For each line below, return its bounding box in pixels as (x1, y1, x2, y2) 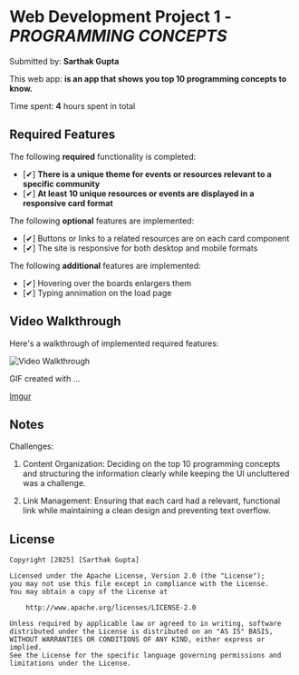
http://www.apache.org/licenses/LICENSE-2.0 (25, 603, 197, 612)
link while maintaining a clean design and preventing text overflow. (22, 505, 272, 516)
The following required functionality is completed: (9, 151, 197, 162)
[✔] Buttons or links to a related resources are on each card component (22, 233, 290, 243)
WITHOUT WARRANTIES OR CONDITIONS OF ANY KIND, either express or (9, 635, 265, 644)
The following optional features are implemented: (9, 215, 195, 226)
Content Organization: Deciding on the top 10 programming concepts (22, 459, 281, 470)
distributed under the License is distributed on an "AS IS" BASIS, (9, 627, 274, 637)
